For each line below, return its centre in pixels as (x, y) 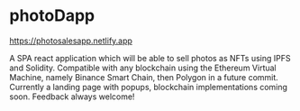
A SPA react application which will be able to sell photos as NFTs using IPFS (150, 58)
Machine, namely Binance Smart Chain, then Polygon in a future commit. (144, 77)
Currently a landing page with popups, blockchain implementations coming (149, 87)
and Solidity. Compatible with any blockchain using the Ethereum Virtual (143, 68)
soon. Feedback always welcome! (72, 97)
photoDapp (52, 16)
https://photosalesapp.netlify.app (71, 41)
